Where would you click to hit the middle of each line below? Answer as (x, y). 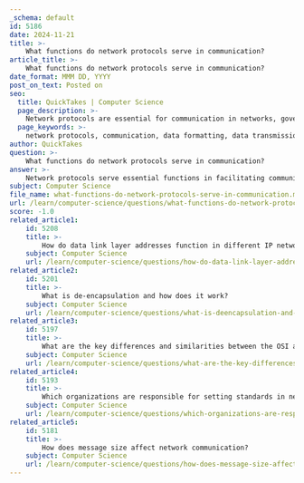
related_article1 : (44, 220)
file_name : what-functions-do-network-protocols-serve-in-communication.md (155, 195)
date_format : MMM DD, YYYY (60, 77)
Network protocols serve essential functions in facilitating (145, 178)
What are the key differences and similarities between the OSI (166, 346)
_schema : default (42, 18)
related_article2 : (44, 271)
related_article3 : (44, 321)
